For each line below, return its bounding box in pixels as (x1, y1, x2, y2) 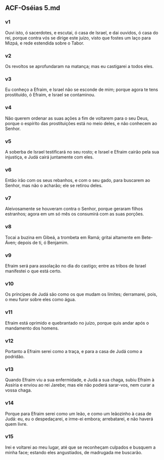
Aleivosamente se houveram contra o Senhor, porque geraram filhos (5, 206, 143, 212)
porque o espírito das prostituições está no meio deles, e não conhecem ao (5, 120, 158, 126)
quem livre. (5, 421, 28, 427)
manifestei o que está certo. (5, 268, 62, 274)
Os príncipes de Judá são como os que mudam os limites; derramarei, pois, (5, 291, 158, 297)
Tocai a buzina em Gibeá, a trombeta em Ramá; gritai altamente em (5, 234, 141, 240)
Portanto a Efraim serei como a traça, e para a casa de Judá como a (5, 348, 142, 354)
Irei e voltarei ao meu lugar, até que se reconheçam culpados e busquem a (5, 444, 156, 450)
